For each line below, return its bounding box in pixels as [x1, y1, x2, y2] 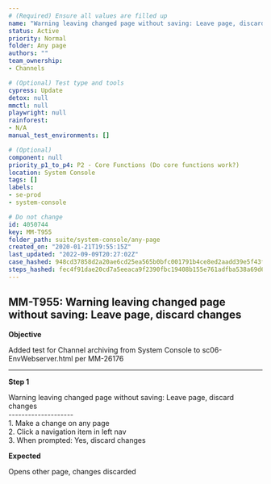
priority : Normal [8, 34, 67, 43]
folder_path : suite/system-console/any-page [8, 236, 161, 244]
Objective [8, 329, 42, 339]
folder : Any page [8, 42, 67, 50]
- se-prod [8, 191, 42, 199]
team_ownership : [8, 57, 63, 65]
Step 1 [8, 377, 30, 386]
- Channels [8, 65, 45, 73]
